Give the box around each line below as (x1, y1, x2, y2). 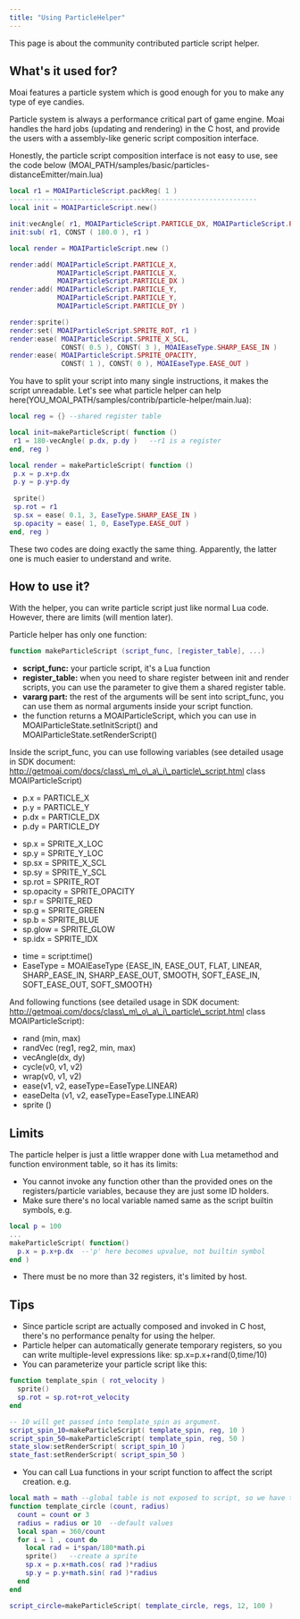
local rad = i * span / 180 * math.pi (25, 1544, 146, 1553)
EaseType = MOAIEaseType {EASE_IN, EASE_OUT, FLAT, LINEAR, (21, 961, 262, 971)
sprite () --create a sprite (25, 1552, 138, 1561)
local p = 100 (9, 1222, 62, 1231)
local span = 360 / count (17, 1527, 105, 1536)
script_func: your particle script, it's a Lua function (21, 663, 211, 674)
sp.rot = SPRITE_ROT (21, 877, 101, 887)
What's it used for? (9, 64, 118, 79)
